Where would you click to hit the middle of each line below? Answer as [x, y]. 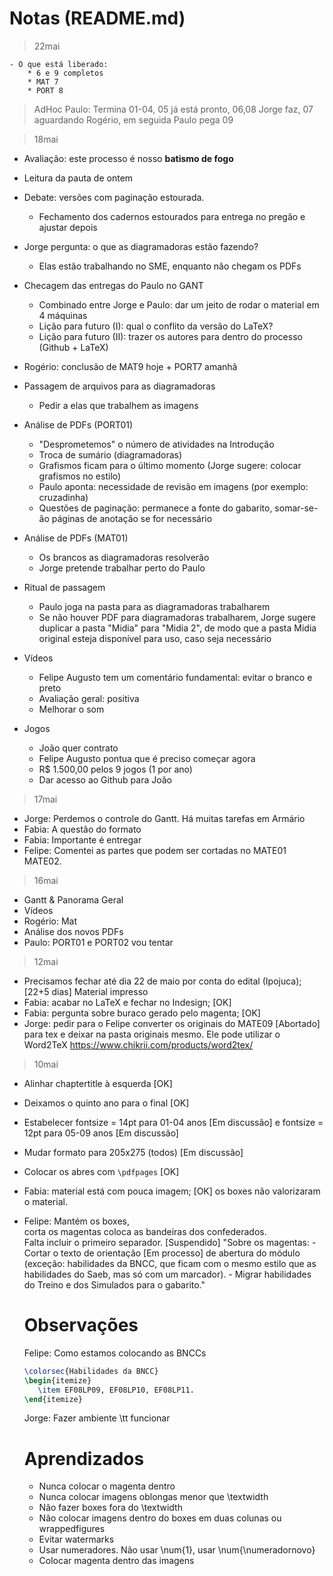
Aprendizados [84, 1458]
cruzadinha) [63, 497]
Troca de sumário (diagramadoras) [110, 454]
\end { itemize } [53, 1399]
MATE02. [42, 861]
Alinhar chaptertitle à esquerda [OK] [98, 1083]
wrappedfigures [72, 1529]
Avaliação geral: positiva [89, 698]
